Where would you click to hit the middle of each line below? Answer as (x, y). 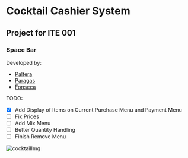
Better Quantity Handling (45, 130)
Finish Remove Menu (40, 137)
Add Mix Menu (33, 123)
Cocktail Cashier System (68, 11)
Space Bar (21, 50)
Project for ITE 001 (41, 33)
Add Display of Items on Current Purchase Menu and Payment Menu (98, 110)
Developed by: (24, 62)
